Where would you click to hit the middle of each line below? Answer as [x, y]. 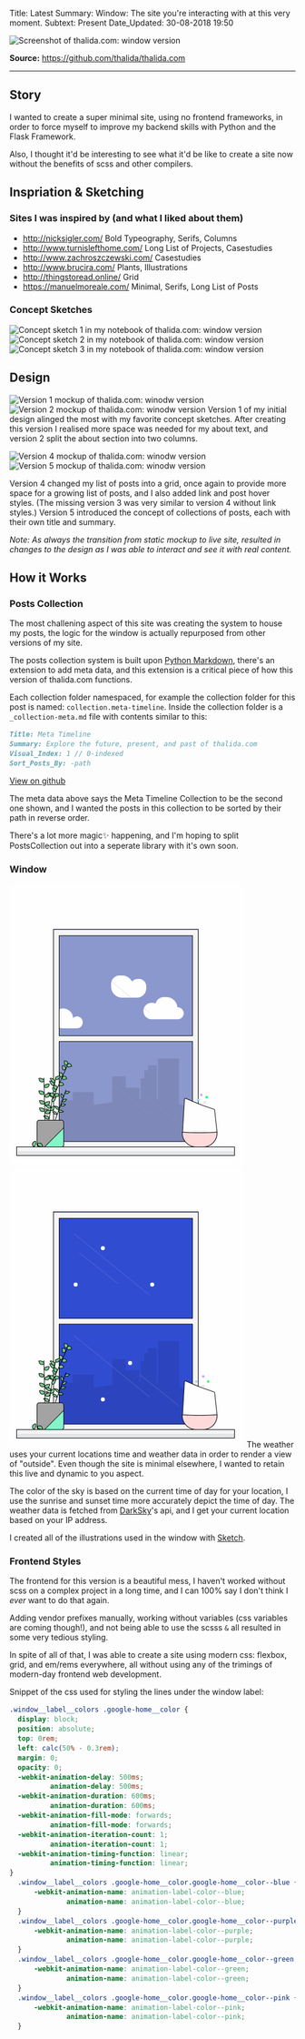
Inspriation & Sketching [77, 192]
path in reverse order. [50, 817]
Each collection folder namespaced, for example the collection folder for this [152, 697]
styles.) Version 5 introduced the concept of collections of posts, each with [150, 512]
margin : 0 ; [38, 1758]
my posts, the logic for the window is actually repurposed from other [138, 633]
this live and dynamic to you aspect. [77, 1474]
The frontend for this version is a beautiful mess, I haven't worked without [148, 1581]
